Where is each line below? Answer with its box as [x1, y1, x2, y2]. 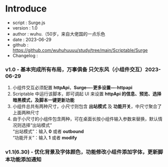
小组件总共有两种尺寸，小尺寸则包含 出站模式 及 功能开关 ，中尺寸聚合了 [12, 103, 162, 109]
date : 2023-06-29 [12, 36, 52, 43]
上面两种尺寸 [12, 110, 39, 116]
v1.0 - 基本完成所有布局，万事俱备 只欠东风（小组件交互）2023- [5, 66, 161, 73]
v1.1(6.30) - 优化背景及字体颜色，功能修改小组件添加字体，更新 [5, 148, 158, 155]
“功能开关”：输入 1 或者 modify [12, 135, 77, 141]
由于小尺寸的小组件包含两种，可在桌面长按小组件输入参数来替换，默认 [12, 116, 158, 122]
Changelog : [12, 52, 38, 58]
